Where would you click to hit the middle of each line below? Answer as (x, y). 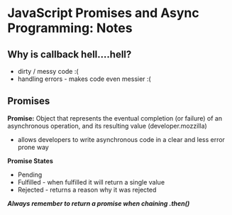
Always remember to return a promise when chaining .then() (99, 203)
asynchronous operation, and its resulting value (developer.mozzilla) (107, 126)
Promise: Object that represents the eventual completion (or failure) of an (115, 118)
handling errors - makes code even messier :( (84, 79)
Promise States (30, 160)
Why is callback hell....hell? (70, 54)
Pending (30, 175)
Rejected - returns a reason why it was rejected (87, 189)
